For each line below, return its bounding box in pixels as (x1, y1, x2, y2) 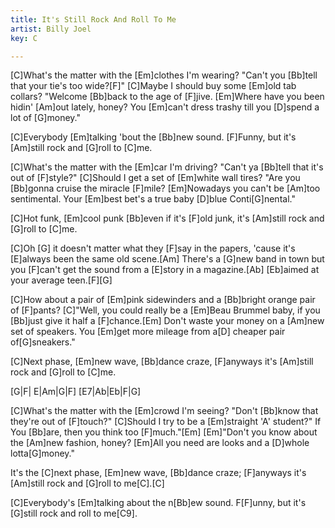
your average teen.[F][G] (10, 274, 113, 286)
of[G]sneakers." (10, 336, 76, 348)
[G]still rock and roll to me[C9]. (10, 507, 138, 520)
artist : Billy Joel (10, 24, 92, 34)
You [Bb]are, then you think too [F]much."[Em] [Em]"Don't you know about (10, 426, 318, 438)
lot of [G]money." (10, 112, 81, 124)
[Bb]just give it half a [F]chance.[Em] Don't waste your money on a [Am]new (10, 315, 325, 327)
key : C (10, 33, 38, 43)
